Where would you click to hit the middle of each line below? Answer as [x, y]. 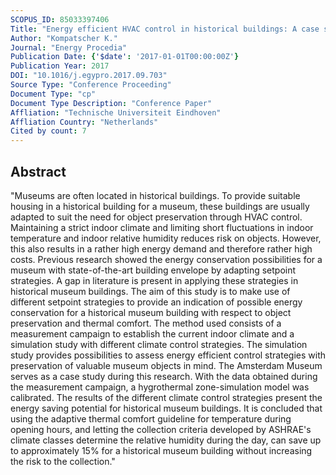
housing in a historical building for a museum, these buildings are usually [160, 206]
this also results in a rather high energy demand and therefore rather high [161, 248]
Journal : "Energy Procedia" [69, 47]
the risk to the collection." [63, 461]
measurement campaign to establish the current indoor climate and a [152, 333]
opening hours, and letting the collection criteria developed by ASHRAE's [161, 429]
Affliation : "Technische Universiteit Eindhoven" [116, 112]
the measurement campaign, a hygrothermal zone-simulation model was [160, 387]
